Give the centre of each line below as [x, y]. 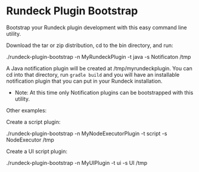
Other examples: [27, 110]
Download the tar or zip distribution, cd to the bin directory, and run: [90, 45]
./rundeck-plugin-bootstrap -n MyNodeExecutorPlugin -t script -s [87, 133]
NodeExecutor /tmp [30, 140]
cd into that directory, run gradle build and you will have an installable [93, 74]
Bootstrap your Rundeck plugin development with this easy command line [97, 27]
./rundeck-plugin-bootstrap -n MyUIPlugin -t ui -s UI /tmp [77, 162]
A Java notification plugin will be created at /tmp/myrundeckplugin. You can [99, 68]
